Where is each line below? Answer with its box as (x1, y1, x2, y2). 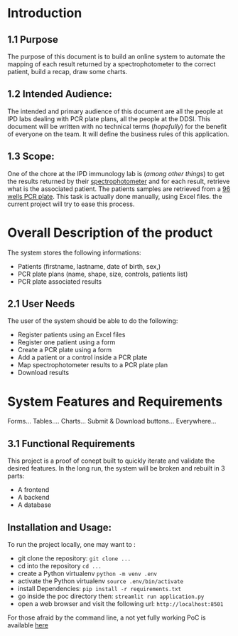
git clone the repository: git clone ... (17, 554, 131, 563)
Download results (17, 369, 70, 377)
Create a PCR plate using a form (17, 346, 112, 354)
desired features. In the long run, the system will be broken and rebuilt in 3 (7, 464, 225, 473)
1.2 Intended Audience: (7, 88, 112, 101)
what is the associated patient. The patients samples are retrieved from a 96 (7, 184, 231, 193)
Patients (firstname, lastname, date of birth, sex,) (17, 262, 161, 270)
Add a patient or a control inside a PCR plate (17, 353, 148, 361)
